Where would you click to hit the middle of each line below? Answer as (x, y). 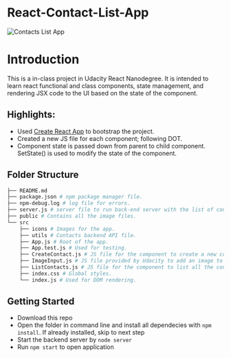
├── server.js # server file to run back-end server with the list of (110, 210)
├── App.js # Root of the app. (64, 242)
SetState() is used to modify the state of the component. (97, 153)
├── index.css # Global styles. (66, 273)
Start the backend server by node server (74, 340)
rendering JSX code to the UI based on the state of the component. (102, 93)
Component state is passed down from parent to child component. (111, 146)
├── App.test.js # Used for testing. (74, 248)
